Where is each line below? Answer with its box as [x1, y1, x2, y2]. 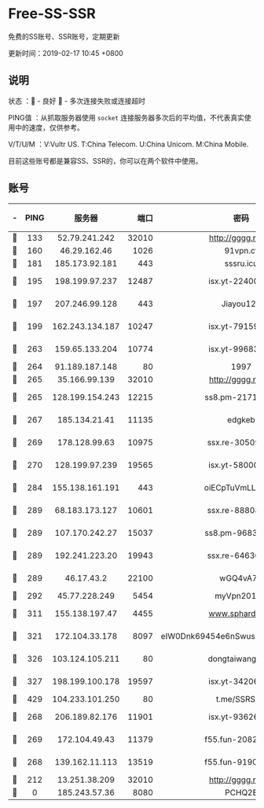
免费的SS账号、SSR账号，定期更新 [8, 31, 120, 41]
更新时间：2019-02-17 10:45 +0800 [8, 48, 123, 57]
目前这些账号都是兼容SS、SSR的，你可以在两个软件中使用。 [8, 156, 203, 165]
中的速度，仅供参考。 [14, 123, 84, 132]
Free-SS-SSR [8, 5, 96, 23]
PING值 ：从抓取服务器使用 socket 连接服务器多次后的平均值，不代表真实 [8, 113, 245, 122]
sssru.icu [224, 257, 258, 268]
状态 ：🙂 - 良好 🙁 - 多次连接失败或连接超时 [8, 96, 145, 105]
